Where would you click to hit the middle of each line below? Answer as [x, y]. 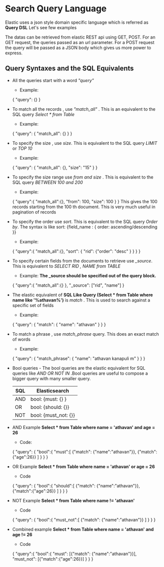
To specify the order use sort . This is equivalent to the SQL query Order [85, 221]
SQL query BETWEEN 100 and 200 [48, 182]
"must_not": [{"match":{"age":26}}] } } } [53, 559]
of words [21, 339]
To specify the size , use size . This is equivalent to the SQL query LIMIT [85, 143]
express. [14, 53]
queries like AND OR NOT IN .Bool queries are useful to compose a [80, 373]
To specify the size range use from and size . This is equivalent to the [83, 177]
